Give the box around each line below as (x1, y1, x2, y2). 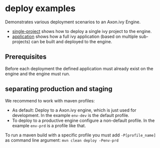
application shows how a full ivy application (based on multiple (12, 33, 138, 39)
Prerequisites (5, 53, 47, 61)
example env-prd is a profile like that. (12, 122, 86, 129)
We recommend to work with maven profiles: (5, 98, 95, 103)
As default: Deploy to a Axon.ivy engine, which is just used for (12, 107, 137, 113)
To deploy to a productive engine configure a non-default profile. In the (12, 117, 155, 123)
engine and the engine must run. (5, 71, 71, 77)
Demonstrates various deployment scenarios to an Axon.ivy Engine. (5, 19, 141, 25)
